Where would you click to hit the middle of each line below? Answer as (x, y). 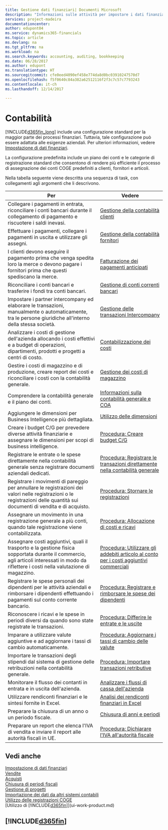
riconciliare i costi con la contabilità (49, 378)
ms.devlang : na (21, 43)
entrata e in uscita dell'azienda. (44, 689)
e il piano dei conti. (30, 402)
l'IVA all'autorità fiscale (127, 735)
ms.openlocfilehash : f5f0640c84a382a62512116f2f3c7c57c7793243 (72, 80)
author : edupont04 (24, 29)
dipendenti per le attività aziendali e (49, 588)
